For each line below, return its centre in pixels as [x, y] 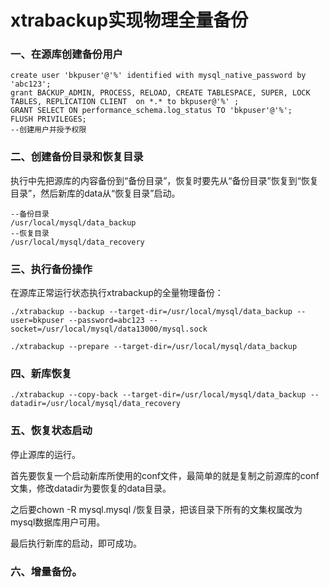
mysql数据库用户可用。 [58, 522]
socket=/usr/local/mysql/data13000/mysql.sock [109, 329]
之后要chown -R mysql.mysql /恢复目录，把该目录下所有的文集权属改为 [156, 509]
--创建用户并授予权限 [48, 130]
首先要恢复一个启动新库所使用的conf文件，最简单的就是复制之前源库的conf [165, 475]
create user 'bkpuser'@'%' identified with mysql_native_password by [158, 76]
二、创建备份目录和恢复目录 [77, 157]
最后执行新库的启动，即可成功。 [76, 543]
